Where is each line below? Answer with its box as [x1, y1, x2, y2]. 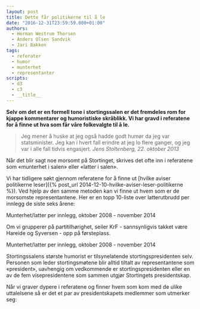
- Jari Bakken [11, 42, 47, 48]
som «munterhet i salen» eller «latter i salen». [6, 163, 118, 170]
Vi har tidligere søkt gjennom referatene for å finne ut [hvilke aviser [6, 174, 171, 182]
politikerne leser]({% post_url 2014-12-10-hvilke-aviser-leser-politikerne [6, 181, 183, 188]
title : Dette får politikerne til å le [6, 14, 106, 20]
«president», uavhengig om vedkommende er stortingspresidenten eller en [6, 265, 190, 272]
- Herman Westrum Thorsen [11, 31, 76, 37]
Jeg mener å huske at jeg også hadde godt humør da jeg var [20, 132, 170, 140]
